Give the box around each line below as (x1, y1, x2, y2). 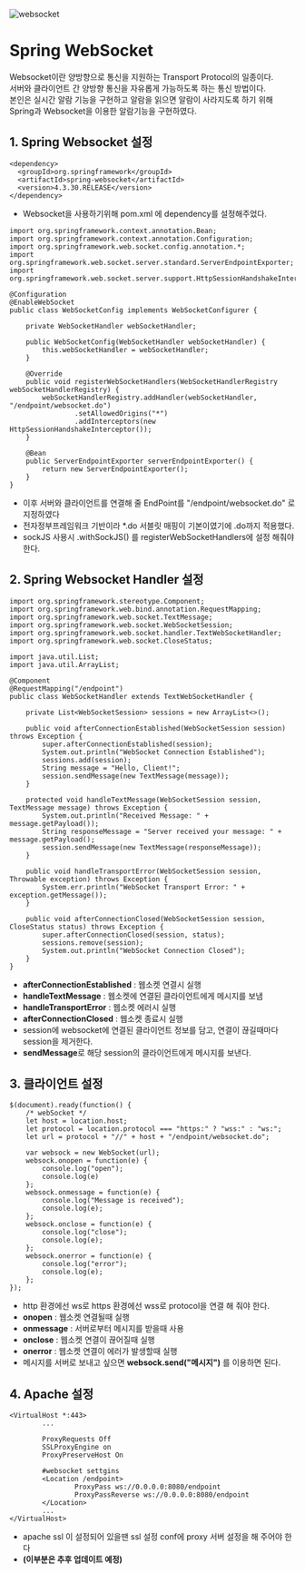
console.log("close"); (42, 1228, 128, 1237)
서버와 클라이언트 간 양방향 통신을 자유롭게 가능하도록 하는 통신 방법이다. (9, 83, 266, 93)
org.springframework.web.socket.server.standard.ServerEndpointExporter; (9, 258, 295, 267)
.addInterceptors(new (74, 417, 156, 426)
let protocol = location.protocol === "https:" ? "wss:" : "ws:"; (25, 1125, 282, 1134)
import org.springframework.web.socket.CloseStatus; (9, 636, 213, 645)
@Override (25, 369, 64, 379)
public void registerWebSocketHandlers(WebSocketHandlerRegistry (25, 377, 279, 386)
